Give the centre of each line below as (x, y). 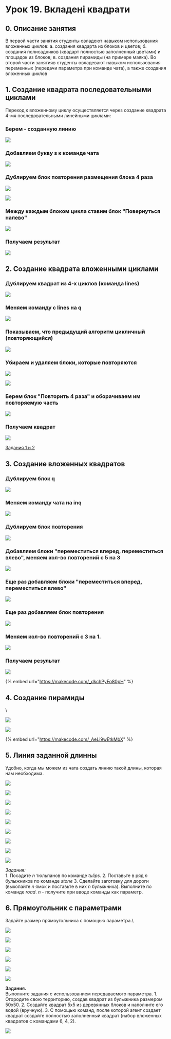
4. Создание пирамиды (45, 698)
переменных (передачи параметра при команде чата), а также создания (86, 68)
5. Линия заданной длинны (51, 755)
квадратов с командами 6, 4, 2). (41, 1021)
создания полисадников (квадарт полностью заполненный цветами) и (83, 52)
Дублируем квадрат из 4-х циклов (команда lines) (72, 283)
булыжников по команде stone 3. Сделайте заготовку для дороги (77, 881)
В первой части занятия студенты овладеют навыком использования (82, 41)
